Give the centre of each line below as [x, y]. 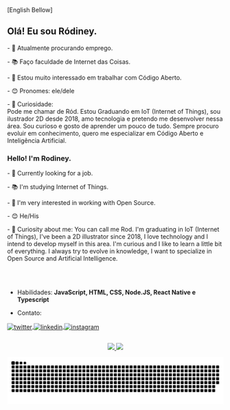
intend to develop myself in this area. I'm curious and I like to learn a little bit [115, 244]
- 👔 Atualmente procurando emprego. [60, 48]
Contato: [30, 313]
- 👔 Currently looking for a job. [50, 173]
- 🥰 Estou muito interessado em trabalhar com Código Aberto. [94, 77]
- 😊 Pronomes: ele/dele [41, 91]
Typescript [33, 300]
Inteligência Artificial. [37, 141]
